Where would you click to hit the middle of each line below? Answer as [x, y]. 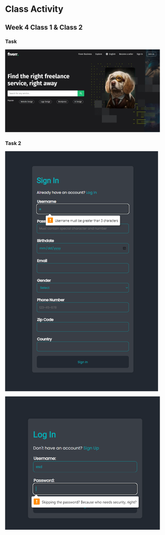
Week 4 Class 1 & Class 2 [44, 27]
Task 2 [13, 143]
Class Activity [34, 9]
